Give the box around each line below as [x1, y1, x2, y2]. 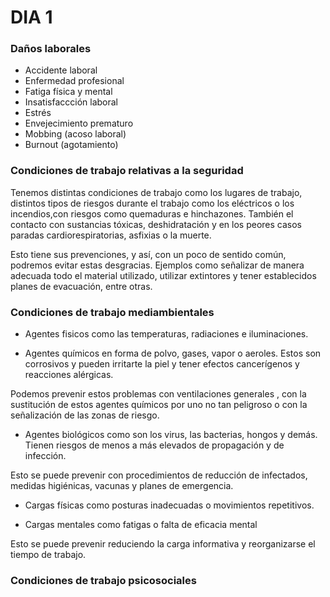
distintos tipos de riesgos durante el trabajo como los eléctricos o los [10, 197, 295, 209]
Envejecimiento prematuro [24, 117, 134, 130]
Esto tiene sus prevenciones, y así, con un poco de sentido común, [10, 248, 287, 260]
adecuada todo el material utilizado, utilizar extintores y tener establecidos [10, 269, 317, 281]
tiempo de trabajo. [10, 549, 87, 561]
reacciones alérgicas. [24, 369, 114, 381]
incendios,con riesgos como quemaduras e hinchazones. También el [10, 207, 294, 220]
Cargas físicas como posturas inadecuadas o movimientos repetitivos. [24, 499, 315, 511]
